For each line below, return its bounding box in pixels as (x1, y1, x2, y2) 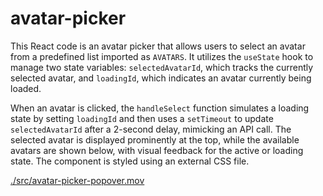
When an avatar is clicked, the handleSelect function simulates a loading (10, 102, 310, 114)
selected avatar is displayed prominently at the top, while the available (10, 133, 300, 146)
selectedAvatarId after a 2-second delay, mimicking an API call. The (10, 123, 292, 135)
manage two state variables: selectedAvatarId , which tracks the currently (10, 61, 314, 73)
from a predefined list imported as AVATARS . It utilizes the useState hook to (10, 50, 314, 62)
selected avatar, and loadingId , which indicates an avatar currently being (10, 72, 312, 84)
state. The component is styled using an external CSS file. (10, 155, 250, 167)
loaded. (10, 82, 42, 94)
